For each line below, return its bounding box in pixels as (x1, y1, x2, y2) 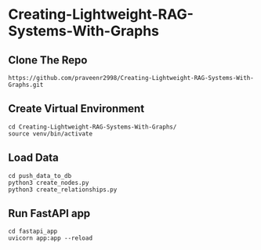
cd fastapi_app (8, 227, 58, 236)
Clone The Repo (8, 53, 88, 67)
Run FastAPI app (8, 207, 91, 220)
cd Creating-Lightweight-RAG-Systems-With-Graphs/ (8, 123, 177, 131)
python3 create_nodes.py (8, 179, 89, 187)
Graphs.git (8, 81, 44, 89)
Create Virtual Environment (8, 102, 145, 115)
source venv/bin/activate (8, 129, 92, 138)
